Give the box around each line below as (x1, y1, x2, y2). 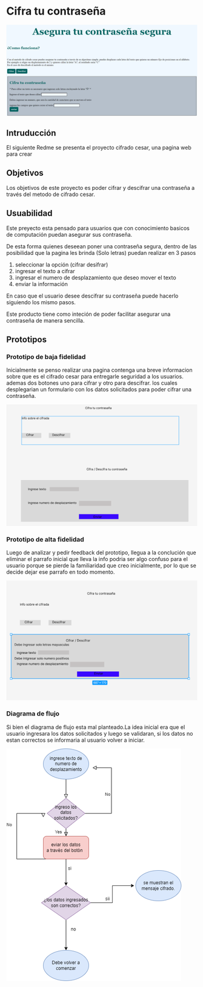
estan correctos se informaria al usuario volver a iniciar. (6, 736, 145, 744)
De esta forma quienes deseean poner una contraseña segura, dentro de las (6, 242, 197, 250)
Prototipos (6, 334, 47, 344)
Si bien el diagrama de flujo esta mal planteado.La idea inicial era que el (6, 723, 185, 731)
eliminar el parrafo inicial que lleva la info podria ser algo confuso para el (6, 556, 188, 562)
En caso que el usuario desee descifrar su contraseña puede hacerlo (6, 292, 179, 299)
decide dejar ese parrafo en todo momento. (6, 568, 115, 576)
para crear (6, 150, 33, 158)
